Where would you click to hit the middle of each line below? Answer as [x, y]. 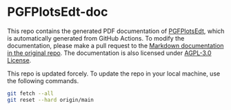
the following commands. [43, 80]
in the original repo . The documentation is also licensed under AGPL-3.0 [109, 53]
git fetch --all [30, 93]
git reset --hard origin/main [51, 100]
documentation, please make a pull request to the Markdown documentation [115, 45]
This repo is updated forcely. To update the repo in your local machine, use [114, 74]
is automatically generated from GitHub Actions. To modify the [96, 38]
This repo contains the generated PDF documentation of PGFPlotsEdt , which [116, 31]
